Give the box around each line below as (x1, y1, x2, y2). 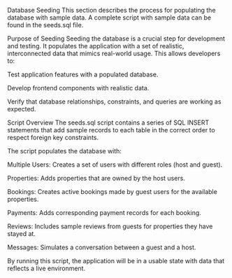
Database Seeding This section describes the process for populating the (7, 6, 216, 14)
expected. (7, 105, 36, 113)
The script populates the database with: (7, 147, 122, 155)
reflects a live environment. (7, 264, 86, 272)
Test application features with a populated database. (7, 70, 159, 78)
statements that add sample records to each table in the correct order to (7, 126, 215, 134)
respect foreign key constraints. (7, 133, 99, 141)
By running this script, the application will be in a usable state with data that (7, 257, 225, 265)
